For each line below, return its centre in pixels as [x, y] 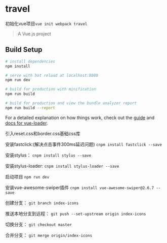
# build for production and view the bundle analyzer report [71, 103]
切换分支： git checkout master [38, 224]
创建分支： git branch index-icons [42, 203]
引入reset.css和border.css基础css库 [43, 133]
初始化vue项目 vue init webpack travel [46, 23]
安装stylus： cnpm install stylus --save [48, 155]
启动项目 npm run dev [27, 176]
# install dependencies [30, 62]
